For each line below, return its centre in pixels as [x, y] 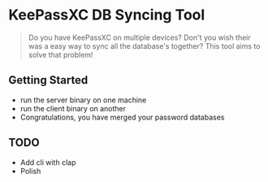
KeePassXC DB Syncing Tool [107, 15]
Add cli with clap [48, 162]
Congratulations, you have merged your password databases [122, 117]
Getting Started [48, 80]
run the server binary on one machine [83, 100]
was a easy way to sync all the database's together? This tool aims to [144, 45]
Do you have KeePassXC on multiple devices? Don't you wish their [140, 37]
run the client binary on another [73, 108]
